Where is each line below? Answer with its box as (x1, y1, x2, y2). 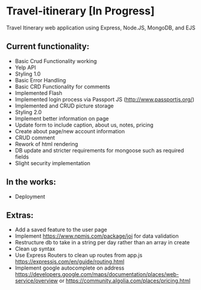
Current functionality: (6, 41, 90, 52)
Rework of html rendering (14, 140, 79, 148)
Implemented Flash (14, 89, 62, 97)
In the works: (6, 177, 56, 187)
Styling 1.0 (14, 70, 41, 77)
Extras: (6, 210, 34, 220)
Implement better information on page (14, 115, 109, 122)
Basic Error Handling (14, 76, 66, 83)
